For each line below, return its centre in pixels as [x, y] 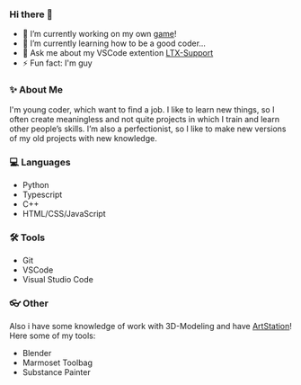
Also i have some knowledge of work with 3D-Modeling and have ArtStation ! [150, 327]
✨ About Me [36, 90]
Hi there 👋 [31, 14]
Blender [37, 354]
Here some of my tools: [53, 336]
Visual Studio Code [58, 280]
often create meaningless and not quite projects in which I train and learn [145, 119]
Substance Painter [57, 372]
